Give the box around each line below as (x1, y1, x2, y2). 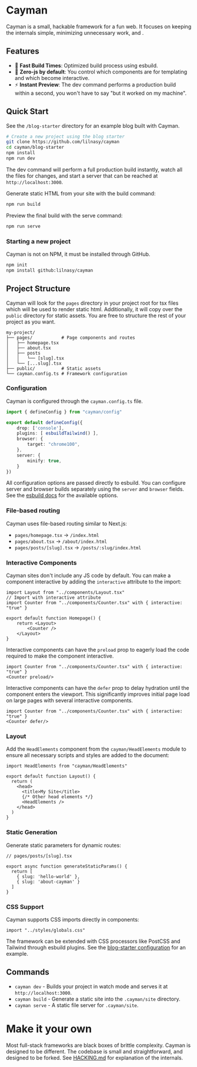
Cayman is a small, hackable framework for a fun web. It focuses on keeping (6, 23, 192, 30)
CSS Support (6, 902, 44, 911)
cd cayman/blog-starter (6, 145, 65, 151)
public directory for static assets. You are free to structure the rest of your (6, 312, 186, 319)
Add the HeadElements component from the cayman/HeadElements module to (6, 745, 186, 753)
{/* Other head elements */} (21, 794, 94, 800)
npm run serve (6, 223, 41, 229)
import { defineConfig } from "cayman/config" (6, 409, 122, 415)
